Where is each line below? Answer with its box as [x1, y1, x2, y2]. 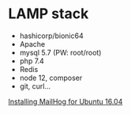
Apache [19, 39, 46, 48]
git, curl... [19, 81, 51, 91]
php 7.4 [19, 56, 45, 66]
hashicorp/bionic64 [19, 31, 84, 40]
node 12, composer [19, 73, 83, 82]
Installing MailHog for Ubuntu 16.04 [8, 97, 123, 106]
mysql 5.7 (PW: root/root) [19, 47, 102, 57]
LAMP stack [8, 5, 89, 23]
